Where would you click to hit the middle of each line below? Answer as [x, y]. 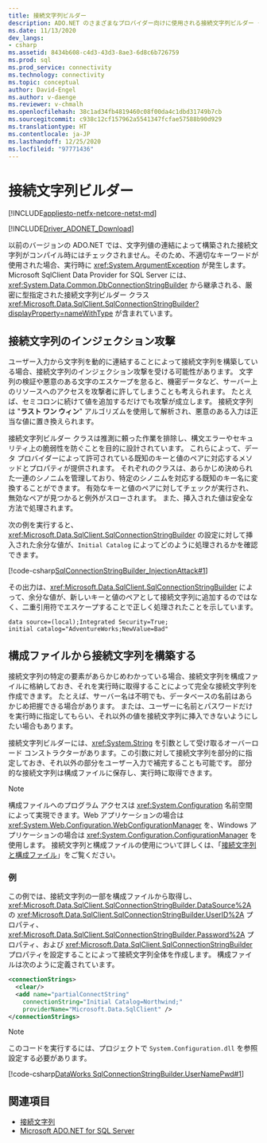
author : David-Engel [43, 90]
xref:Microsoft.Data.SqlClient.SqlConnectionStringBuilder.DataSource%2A [130, 906]
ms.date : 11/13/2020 [43, 30]
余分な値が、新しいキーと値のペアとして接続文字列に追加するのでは [139, 597]
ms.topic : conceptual [44, 82]
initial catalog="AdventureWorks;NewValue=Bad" [89, 629]
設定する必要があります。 [50, 1058]
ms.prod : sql [30, 61]
